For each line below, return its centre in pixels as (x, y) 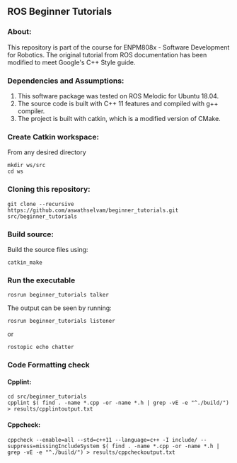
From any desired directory (47, 152)
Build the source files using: (48, 249)
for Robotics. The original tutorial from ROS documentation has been (107, 55)
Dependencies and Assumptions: (66, 81)
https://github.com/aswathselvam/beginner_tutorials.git (93, 210)
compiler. (31, 111)
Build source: (31, 234)
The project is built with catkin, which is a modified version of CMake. (119, 118)
